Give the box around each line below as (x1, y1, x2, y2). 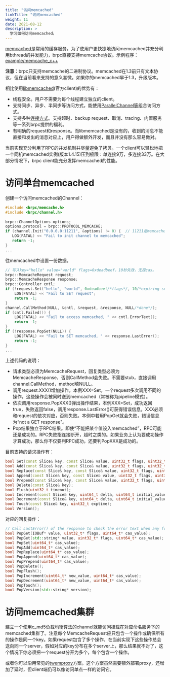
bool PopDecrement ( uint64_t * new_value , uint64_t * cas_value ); (5, 578, 142, 583)
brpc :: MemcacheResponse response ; (5, 277, 78, 282)
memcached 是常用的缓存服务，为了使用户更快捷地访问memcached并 (5, 46, 150, 51)
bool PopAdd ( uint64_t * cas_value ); (5, 545, 80, 550)
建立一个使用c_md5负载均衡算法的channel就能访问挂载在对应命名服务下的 (5, 624, 160, 630)
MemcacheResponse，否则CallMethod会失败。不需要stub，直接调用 (12, 375, 156, 381)
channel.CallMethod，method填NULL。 (12, 381, 95, 387)
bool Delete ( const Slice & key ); (5, 483, 73, 488)
